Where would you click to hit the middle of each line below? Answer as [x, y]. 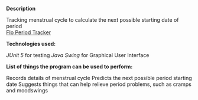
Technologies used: [31, 44]
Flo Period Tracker [29, 32]
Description [21, 9]
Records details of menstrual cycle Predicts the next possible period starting [99, 78]
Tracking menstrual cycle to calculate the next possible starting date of [92, 20]
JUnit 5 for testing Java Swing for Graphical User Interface [78, 55]
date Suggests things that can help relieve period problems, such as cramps [99, 84]
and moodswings [27, 90]
